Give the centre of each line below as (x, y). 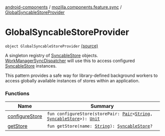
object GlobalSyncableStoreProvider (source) (52, 46)
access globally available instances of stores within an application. (72, 80)
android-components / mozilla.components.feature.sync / (63, 7)
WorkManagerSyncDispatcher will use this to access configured (70, 61)
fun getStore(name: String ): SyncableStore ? (100, 126)
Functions (17, 93)
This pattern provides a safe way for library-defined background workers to (82, 75)
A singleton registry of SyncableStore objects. (52, 55)
